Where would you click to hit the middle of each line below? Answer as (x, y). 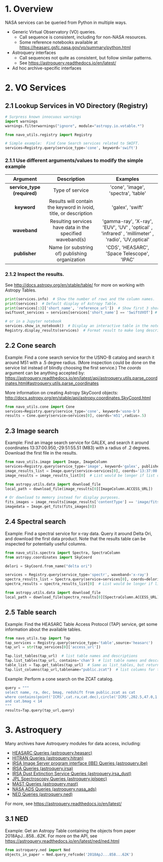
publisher (25, 254)
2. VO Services (36, 88)
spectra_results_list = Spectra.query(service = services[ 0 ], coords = (76, 579)
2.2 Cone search (31, 346)
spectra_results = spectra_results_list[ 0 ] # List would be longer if (79, 584)
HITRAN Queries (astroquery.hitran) (48, 758)
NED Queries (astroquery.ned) (42, 794)
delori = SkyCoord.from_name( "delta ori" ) (49, 566)
